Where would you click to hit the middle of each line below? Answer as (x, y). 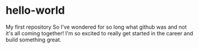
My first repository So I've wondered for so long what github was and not (96, 27)
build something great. (33, 39)
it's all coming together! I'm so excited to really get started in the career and (99, 33)
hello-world (35, 10)
